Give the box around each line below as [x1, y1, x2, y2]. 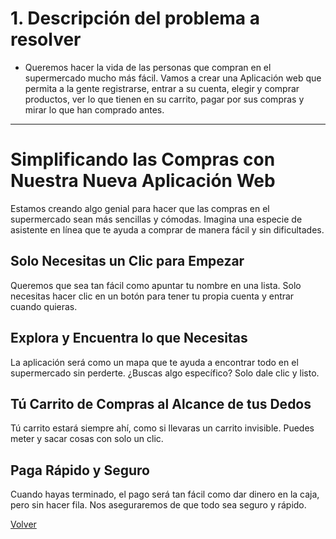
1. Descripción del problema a [10, 7, 261, 30]
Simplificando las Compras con [10, 148, 276, 171]
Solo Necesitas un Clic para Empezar [10, 253, 245, 270]
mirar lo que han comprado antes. [24, 103, 165, 116]
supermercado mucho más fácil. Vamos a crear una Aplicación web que [24, 72, 322, 84]
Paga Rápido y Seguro [10, 462, 151, 479]
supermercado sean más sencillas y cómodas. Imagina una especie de [10, 213, 303, 225]
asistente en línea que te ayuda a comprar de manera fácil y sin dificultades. [10, 223, 325, 236]
